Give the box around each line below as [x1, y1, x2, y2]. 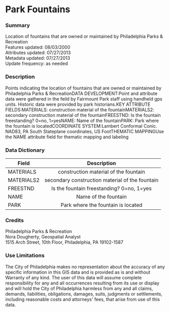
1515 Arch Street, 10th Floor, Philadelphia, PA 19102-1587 [5, 239, 124, 246]
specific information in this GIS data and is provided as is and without [5, 269, 151, 275]
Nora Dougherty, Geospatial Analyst [5, 234, 81, 240]
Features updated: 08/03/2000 [5, 44, 70, 51]
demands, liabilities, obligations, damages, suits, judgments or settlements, [5, 291, 163, 297]
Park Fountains [5, 4, 70, 15]
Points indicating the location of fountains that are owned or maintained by [5, 85, 162, 91]
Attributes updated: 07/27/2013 [5, 50, 71, 56]
